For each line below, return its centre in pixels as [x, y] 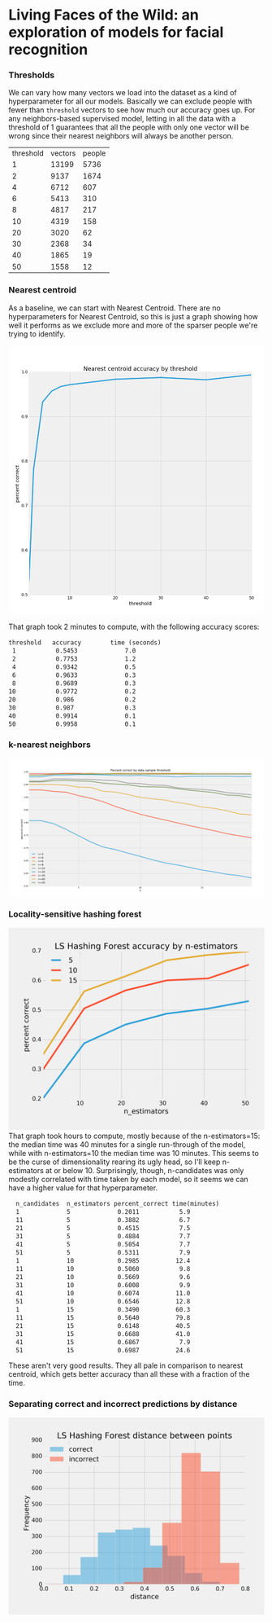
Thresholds [32, 75]
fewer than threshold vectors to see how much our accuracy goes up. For [132, 110]
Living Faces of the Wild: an [104, 15]
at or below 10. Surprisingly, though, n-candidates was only [145, 1171]
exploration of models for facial [116, 32]
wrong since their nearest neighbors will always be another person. [121, 136]
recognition [48, 50]
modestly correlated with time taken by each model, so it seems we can [129, 1180]
